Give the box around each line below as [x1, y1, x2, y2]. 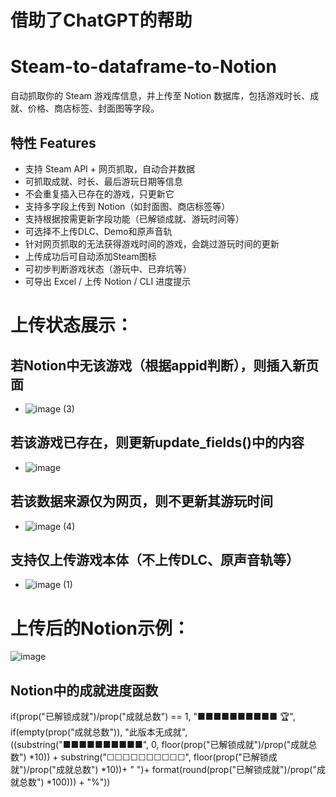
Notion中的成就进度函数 [10, 682, 159, 699]
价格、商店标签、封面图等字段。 [27, 102, 160, 115]
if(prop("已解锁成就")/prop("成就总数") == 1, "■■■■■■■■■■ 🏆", [10, 711, 296, 723]
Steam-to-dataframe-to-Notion [10, 56, 277, 78]
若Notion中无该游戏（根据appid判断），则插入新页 [10, 357, 320, 374]
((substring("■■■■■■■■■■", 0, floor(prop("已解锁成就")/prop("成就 [10, 739, 309, 751]
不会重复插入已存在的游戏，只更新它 [24, 187, 175, 200]
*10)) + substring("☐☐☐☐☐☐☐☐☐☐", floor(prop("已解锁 [28, 751, 269, 763]
